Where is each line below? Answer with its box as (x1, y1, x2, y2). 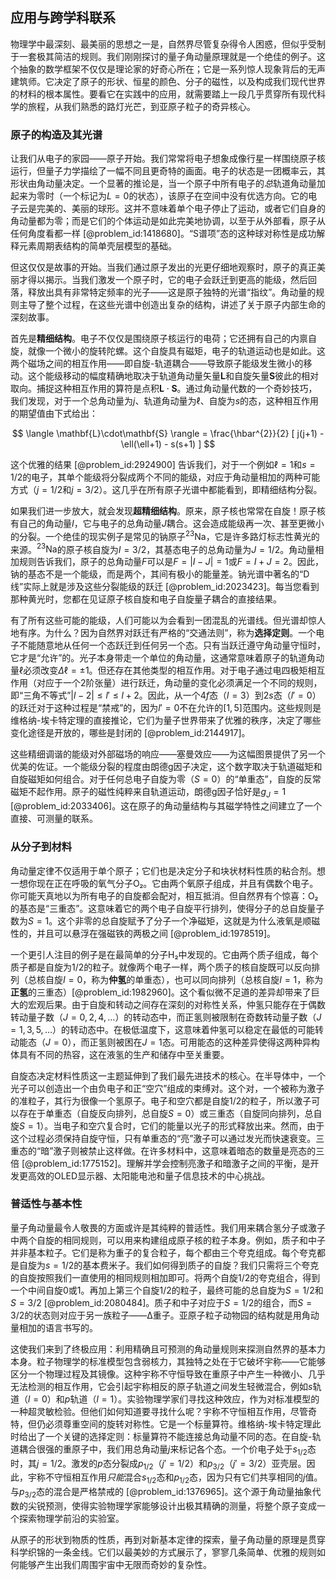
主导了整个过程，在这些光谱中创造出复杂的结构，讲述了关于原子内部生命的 (18, 299, 326, 311)
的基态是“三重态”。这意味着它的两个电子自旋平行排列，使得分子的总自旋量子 (10, 902, 325, 914)
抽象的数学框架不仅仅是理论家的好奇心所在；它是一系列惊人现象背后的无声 (18, 63, 326, 75)
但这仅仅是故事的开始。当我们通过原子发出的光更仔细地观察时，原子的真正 (10, 261, 317, 273)
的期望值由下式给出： (10, 408, 98, 420)
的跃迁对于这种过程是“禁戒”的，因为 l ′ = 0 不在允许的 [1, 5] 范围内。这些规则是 (10, 702, 322, 714)
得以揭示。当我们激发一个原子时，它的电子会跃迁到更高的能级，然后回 (27, 274, 317, 286)
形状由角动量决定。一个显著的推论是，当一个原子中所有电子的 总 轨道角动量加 (10, 178, 326, 190)
